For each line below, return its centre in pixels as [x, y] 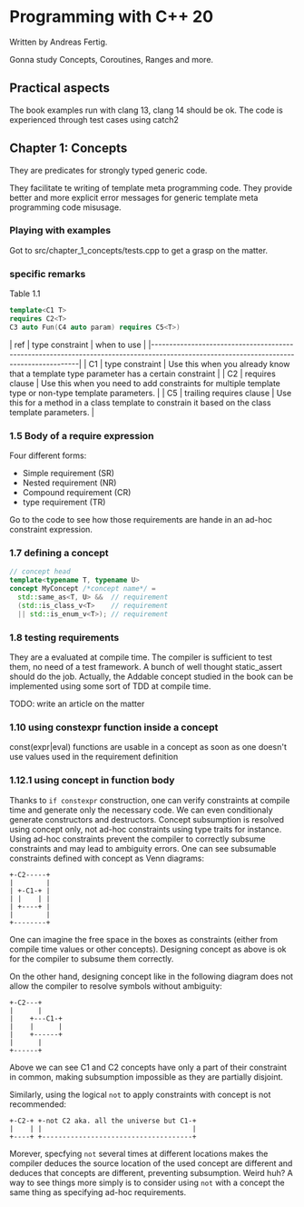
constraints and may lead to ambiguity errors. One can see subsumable [143, 848]
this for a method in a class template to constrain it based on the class [140, 403]
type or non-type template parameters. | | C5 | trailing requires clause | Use [151, 393]
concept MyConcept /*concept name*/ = [83, 589]
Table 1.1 [25, 294]
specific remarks [48, 274]
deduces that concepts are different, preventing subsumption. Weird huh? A [151, 1172]
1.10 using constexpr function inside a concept [114, 727]
